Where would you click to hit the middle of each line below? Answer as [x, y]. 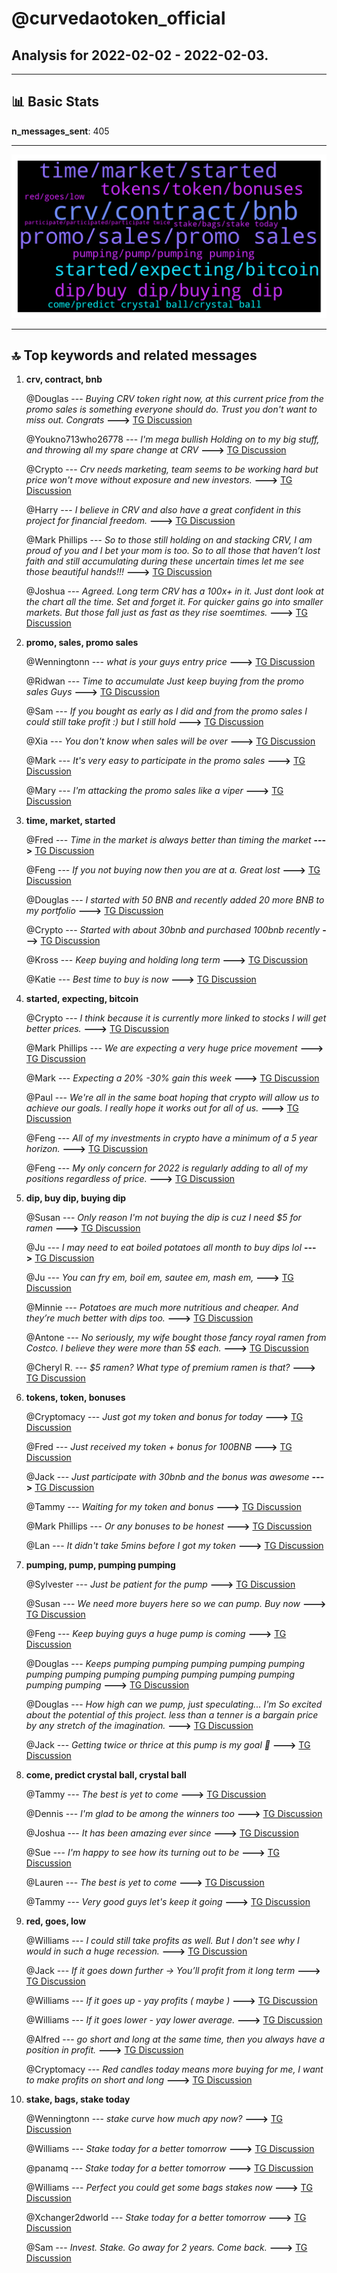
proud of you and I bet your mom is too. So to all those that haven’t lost [173, 551]
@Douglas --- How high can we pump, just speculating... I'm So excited [174, 1704]
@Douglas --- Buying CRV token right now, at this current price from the [174, 399]
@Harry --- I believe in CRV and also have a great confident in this [163, 510]
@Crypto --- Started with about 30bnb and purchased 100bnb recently [173, 930]
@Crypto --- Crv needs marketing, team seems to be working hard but [172, 469]
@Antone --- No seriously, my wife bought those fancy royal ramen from [176, 1338]
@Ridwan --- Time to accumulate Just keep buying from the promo [165, 681]
